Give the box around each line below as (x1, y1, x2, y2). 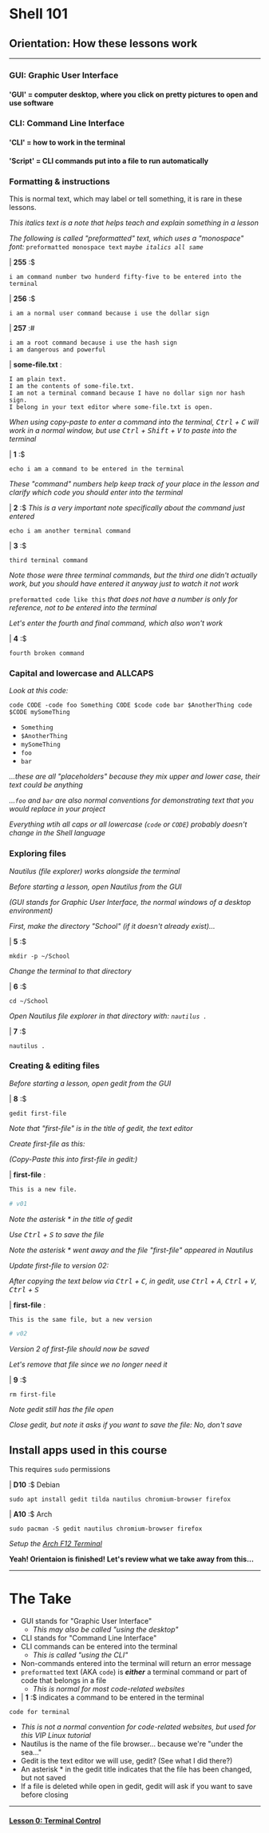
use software (9, 97, 54, 108)
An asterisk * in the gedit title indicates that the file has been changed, (20, 1764, 252, 1774)
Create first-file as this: (9, 1139, 86, 1149)
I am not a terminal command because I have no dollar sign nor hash (9, 389, 246, 397)
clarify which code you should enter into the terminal (9, 487, 183, 497)
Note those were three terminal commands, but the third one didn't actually (9, 570, 258, 580)
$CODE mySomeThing (9, 708, 70, 716)
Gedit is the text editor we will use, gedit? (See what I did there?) (20, 1756, 233, 1766)
